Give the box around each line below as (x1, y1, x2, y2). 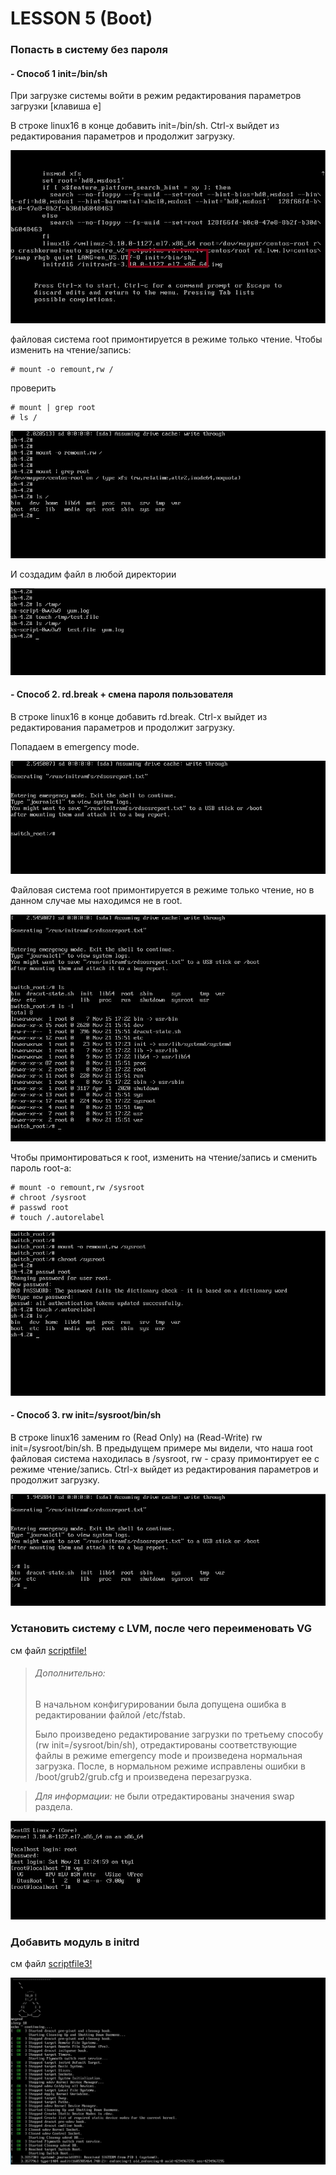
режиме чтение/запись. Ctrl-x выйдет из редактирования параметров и (10, 1463, 319, 1475)
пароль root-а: (10, 1162, 72, 1174)
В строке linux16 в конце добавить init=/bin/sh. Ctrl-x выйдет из (10, 120, 280, 132)
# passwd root (10, 1202, 70, 1212)
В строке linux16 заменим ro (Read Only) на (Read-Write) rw (10, 1431, 263, 1443)
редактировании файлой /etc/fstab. (34, 1708, 186, 1721)
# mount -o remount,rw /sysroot (10, 1182, 145, 1192)
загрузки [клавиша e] (10, 100, 102, 112)
